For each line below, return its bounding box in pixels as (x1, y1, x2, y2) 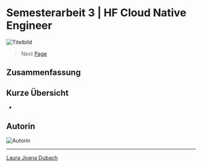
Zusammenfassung (6, 68, 81, 78)
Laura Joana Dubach (6, 154, 58, 161)
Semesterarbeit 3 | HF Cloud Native (6, 6, 186, 20)
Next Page (20, 50, 47, 57)
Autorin (6, 121, 35, 131)
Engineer (6, 19, 52, 32)
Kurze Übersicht (6, 87, 69, 98)
